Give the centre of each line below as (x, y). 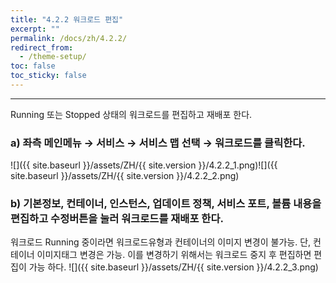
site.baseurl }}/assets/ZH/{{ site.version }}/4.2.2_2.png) (125, 176)
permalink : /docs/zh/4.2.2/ (69, 38)
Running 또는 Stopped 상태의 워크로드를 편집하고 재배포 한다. (131, 114)
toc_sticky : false (48, 76)
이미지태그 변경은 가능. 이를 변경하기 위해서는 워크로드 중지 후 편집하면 (174, 255)
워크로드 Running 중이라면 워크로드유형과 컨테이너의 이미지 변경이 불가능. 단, (161, 242)
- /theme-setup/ (53, 57)
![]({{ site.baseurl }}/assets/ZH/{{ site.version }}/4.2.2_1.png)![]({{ (144, 165)
